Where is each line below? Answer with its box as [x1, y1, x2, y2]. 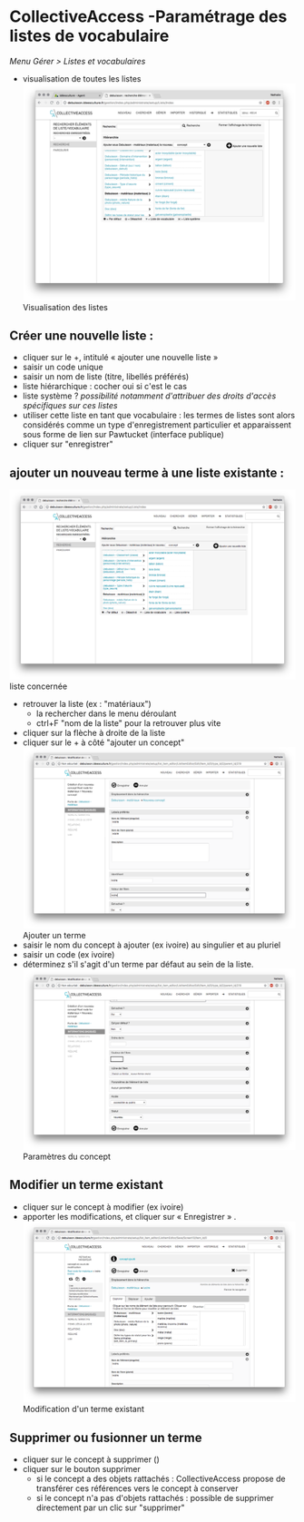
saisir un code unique [22, 361, 103, 373]
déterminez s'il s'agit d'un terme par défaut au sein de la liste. [22, 958, 254, 969]
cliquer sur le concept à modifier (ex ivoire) [22, 1201, 184, 1213]
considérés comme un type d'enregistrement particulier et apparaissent [22, 419, 292, 430]
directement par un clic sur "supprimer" [35, 1502, 185, 1513]
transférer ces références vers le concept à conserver [35, 1483, 239, 1494]
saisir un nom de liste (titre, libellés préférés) [22, 371, 190, 382]
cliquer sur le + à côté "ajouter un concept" [22, 737, 185, 748]
